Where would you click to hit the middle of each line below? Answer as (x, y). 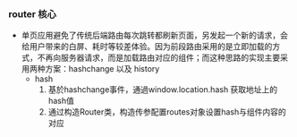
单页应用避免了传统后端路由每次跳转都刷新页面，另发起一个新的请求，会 (154, 35)
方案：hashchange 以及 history (102, 69)
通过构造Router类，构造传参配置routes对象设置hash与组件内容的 (167, 112)
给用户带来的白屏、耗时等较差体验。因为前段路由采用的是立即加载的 (147, 47)
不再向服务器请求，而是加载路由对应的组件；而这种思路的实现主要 (159, 58)
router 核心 (33, 13)
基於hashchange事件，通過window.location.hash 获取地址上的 (163, 90)
